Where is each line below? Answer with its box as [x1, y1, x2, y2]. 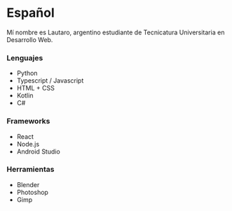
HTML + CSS [16, 84, 55, 93]
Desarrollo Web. [6, 35, 53, 43]
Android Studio [16, 147, 60, 156]
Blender [16, 180, 40, 189]
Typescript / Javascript [16, 76, 84, 85]
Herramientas [6, 165, 55, 175]
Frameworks [6, 116, 50, 126]
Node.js [16, 139, 40, 148]
